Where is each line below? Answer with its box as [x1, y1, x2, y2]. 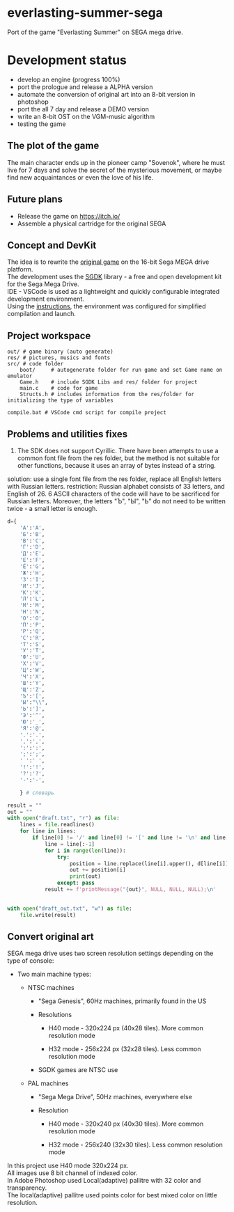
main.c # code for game [19, 385, 98, 392]
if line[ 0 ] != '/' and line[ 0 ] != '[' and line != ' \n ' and [32, 834, 210, 842]
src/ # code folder [7, 361, 64, 368]
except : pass [56, 879, 95, 887]
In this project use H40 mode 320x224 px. [7, 1161, 129, 1170]
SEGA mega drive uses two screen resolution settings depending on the [7, 949, 214, 958]
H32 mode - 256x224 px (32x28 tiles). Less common [48, 1045, 201, 1053]
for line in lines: [19, 828, 77, 835]
